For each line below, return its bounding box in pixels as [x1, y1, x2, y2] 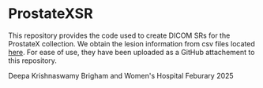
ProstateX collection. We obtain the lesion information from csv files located [8, 38, 255, 48]
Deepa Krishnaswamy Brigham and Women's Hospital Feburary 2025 [8, 71, 235, 80]
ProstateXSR [8, 5, 93, 23]
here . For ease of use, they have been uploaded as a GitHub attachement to [8, 47, 255, 57]
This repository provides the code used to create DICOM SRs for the [8, 31, 231, 40]
